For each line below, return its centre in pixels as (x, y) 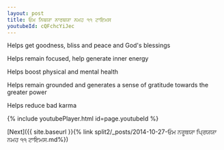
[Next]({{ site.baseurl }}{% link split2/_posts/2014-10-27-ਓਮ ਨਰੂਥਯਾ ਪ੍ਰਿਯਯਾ (112, 132)
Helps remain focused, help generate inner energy (78, 59)
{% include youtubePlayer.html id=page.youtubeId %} (83, 119)
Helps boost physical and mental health (62, 72)
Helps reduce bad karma (42, 106)
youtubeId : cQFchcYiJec (41, 26)
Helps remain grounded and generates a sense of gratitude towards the (108, 85)
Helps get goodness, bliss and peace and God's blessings (89, 46)
